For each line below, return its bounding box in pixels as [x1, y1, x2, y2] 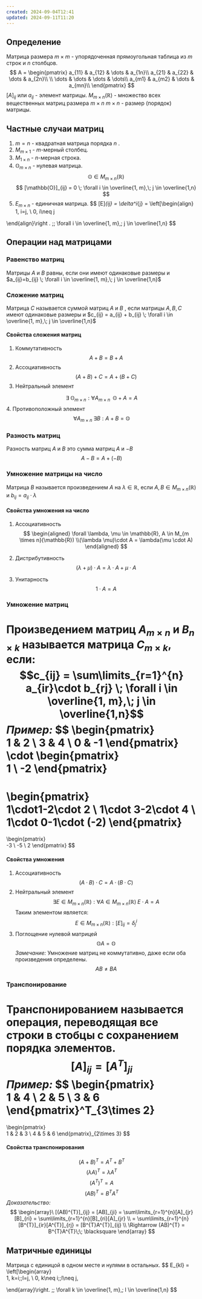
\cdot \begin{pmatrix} [6, 749, 120, 763]
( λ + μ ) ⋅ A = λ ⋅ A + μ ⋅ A [76, 564, 137, 572]
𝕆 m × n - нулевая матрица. [15, 162, 83, 170]
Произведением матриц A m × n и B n [6, 623, 195, 638]
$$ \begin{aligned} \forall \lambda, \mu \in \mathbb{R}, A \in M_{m [23, 530, 189, 537]
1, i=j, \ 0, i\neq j [15, 207, 55, 215]
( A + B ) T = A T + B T [78, 1157, 125, 1166]
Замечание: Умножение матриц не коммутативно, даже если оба [15, 949, 186, 957]
